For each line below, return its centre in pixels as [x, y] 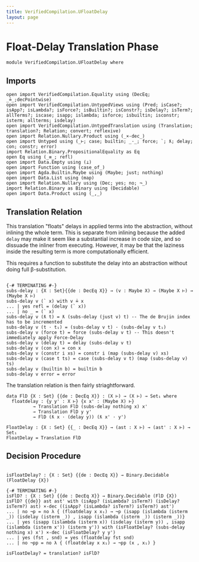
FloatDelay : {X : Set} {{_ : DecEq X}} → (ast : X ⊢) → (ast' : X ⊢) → [98, 428]
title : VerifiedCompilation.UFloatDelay [57, 12]
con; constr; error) [32, 147]
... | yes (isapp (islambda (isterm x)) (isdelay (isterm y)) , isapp [96, 522]
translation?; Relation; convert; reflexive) [63, 131]
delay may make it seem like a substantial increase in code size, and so [94, 239]
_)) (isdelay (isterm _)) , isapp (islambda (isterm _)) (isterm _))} [96, 517]
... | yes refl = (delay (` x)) [46, 307]
